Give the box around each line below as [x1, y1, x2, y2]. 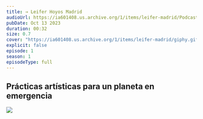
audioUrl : [6, 14, 31, 20]
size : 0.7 [6, 31, 31, 37]
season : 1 [6, 53, 31, 59]
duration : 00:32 [6, 25, 47, 32]
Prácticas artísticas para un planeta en [6, 81, 155, 91]
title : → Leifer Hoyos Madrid [6, 8, 83, 15]
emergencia [6, 91, 53, 101]
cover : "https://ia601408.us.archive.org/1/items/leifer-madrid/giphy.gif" [6, 37, 201, 43]
